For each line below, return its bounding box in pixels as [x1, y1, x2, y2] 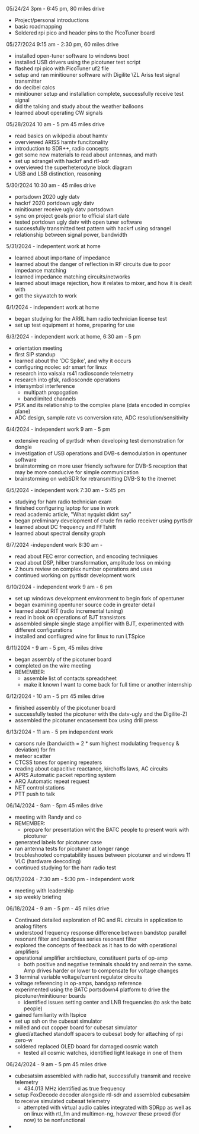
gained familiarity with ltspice [14, 1011, 87, 1018]
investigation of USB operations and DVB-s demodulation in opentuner [14, 450, 188, 457]
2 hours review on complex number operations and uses [14, 565, 153, 572]
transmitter [14, 77, 42, 84]
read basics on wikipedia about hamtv [14, 132, 108, 139]
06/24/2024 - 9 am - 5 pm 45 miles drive [6, 1061, 107, 1067]
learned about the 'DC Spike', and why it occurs [14, 357, 131, 364]
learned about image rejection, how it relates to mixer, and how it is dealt [14, 280, 192, 286]
